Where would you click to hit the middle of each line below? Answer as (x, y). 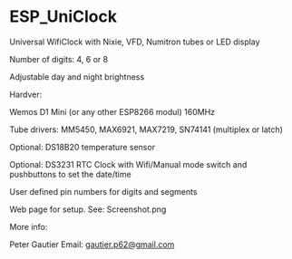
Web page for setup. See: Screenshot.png (88, 209)
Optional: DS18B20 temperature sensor (83, 147)
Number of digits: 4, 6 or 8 (59, 59)
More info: (29, 226)
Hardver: (26, 94)
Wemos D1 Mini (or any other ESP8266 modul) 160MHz (112, 111)
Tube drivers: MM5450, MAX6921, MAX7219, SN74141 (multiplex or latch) (146, 129)
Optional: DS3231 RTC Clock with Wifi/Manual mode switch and (128, 164)
